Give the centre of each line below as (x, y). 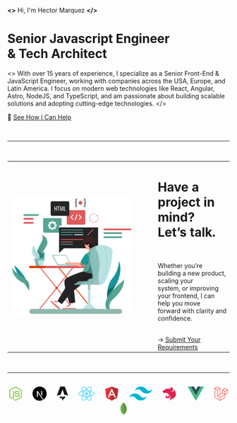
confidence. (175, 318)
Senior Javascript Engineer (89, 39)
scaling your (176, 280)
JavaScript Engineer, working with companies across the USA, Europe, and (116, 81)
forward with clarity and (192, 311)
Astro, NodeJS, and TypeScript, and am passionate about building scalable (116, 95)
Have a (178, 187)
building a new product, (192, 273)
